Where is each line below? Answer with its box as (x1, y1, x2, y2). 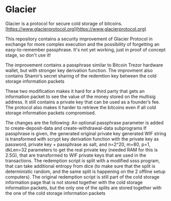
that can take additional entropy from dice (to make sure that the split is (5, 163, 156, 169)
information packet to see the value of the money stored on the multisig (5, 93, 156, 99)
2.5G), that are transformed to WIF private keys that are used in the (5, 152, 146, 158)
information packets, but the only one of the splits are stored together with (5, 185, 162, 191)
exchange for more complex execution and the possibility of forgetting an (5, 41, 160, 47)
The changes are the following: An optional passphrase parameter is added (5, 119, 164, 125)
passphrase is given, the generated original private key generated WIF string (5, 130, 166, 136)
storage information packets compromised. (5, 110, 96, 116)
